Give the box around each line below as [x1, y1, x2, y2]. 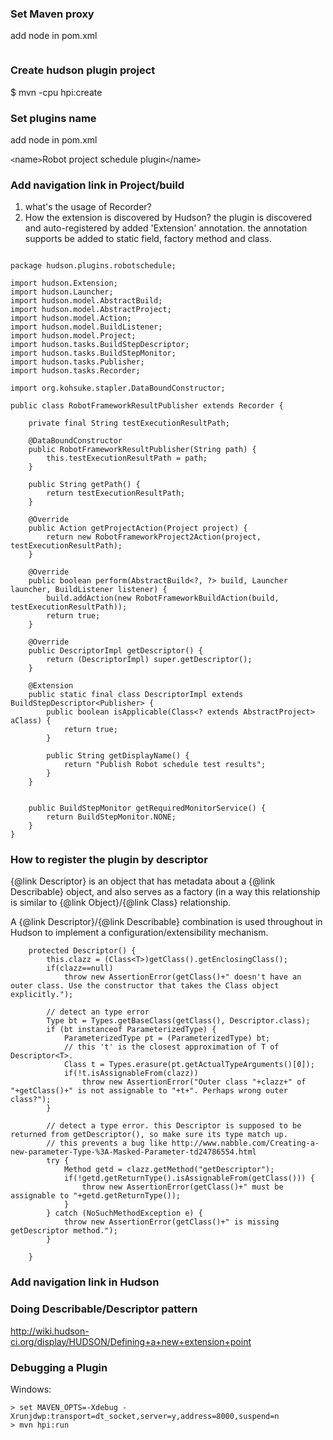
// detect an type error [46, 1007, 150, 1017]
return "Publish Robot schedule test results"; [63, 760, 267, 770]
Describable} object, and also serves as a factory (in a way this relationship [10, 886, 321, 898]
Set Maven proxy [10, 7, 95, 21]
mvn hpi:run [19, 1420, 70, 1430]
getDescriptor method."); [10, 1226, 118, 1236]
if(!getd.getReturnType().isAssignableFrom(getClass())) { [63, 1173, 315, 1184]
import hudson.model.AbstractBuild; [10, 296, 163, 306]
